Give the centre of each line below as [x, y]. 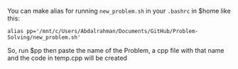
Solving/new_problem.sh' [44, 37]
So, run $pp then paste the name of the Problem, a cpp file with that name [116, 50]
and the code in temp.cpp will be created [67, 58]
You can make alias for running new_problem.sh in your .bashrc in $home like [119, 11]
